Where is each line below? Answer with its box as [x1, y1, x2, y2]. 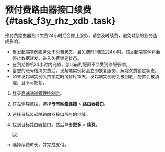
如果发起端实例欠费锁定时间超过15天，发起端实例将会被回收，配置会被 [12, 74, 155, 79]
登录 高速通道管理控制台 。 [12, 90, 65, 96]
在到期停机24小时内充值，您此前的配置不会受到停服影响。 [12, 61, 131, 67]
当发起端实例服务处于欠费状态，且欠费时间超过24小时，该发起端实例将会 [12, 49, 161, 55]
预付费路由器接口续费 [5, 4, 92, 16]
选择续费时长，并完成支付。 [12, 141, 69, 147]
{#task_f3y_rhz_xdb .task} [5, 15, 116, 27]
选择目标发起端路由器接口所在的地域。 [12, 111, 90, 117]
